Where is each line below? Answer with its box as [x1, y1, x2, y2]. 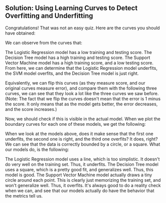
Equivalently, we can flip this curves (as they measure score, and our [5, 80, 146, 86]
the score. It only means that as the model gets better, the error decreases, [5, 101, 158, 107]
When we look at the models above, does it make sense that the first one [5, 131, 154, 137]
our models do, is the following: [5, 146, 69, 152]
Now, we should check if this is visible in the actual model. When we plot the [5, 116, 161, 122]
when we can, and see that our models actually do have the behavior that [5, 188, 155, 194]
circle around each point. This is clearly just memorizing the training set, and [5, 177, 161, 183]
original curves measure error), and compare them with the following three [5, 85, 157, 91]
